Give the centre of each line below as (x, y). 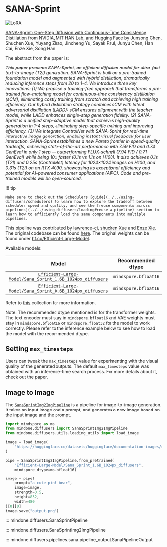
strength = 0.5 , (29, 492)
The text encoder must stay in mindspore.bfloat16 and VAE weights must (80, 317)
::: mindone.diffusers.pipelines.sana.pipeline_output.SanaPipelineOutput (79, 540)
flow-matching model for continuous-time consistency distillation (88, 94)
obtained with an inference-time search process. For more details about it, (82, 371)
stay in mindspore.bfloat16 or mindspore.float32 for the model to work (78, 323)
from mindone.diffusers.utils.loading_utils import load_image (72, 433)
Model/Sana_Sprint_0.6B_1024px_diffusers (58, 291)
